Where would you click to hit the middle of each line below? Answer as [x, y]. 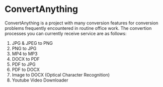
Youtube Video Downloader [40, 80]
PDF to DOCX [26, 69]
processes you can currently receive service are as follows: [66, 33]
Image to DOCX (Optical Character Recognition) [61, 75]
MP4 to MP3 [25, 54]
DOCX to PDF [26, 59]
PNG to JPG [24, 48]
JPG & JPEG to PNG [32, 43]
